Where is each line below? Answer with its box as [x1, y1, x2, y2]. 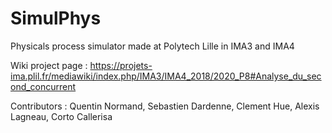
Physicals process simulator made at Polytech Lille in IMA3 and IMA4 [10, 40, 295, 52]
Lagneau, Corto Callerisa [10, 110, 113, 122]
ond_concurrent [10, 80, 77, 92]
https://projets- [89, 59, 153, 71]
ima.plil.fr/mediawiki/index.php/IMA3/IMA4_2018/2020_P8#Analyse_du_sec [10, 70, 322, 82]
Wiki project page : [10, 59, 88, 71]
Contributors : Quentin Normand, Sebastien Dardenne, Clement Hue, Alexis [10, 100, 320, 112]
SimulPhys [10, 7, 102, 30]
